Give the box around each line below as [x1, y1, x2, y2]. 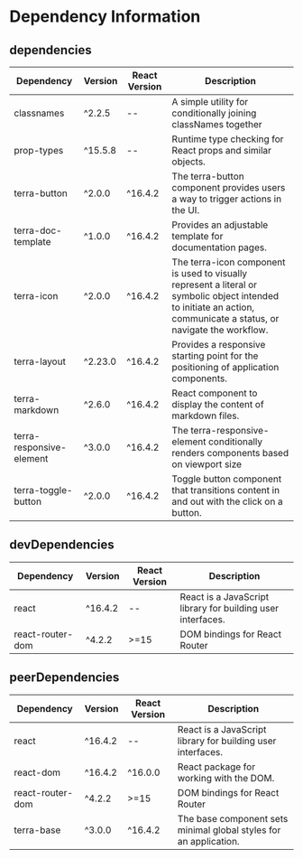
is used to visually [171, 267, 248, 279]
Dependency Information [9, 6, 201, 27]
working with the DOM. [177, 771, 275, 784]
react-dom [14, 766, 61, 779]
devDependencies [9, 537, 115, 553]
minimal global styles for [177, 824, 281, 836]
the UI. [171, 204, 200, 216]
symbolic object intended [171, 290, 280, 302]
